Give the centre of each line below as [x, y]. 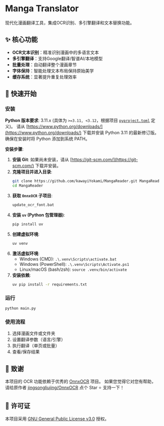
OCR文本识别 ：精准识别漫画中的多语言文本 [56, 52]
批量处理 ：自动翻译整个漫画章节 [44, 65]
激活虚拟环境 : [26, 253]
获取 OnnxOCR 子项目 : [32, 196]
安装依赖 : [21, 275]
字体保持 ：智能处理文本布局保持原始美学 [53, 71]
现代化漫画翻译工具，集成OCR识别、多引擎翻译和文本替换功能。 [70, 23]
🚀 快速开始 [21, 94]
